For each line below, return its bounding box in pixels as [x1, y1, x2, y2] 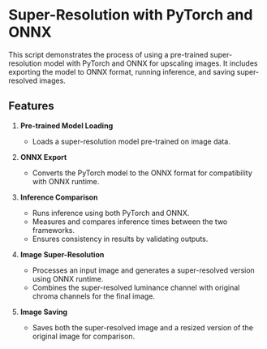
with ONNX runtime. [32, 176, 100, 186]
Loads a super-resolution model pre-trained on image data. [32, 136, 231, 146]
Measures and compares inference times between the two [32, 217, 228, 226]
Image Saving [19, 307, 67, 317]
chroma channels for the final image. [32, 291, 156, 301]
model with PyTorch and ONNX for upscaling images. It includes [43, 58, 258, 68]
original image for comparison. [32, 331, 136, 341]
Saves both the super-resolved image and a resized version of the [32, 322, 254, 332]
